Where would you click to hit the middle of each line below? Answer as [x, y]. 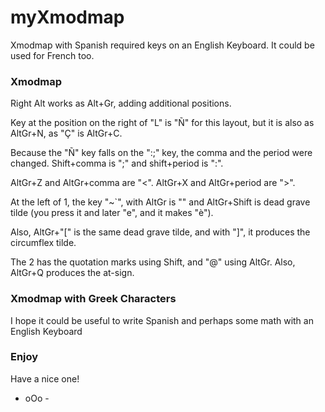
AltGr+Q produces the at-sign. [72, 273]
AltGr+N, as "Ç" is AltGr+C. [66, 133]
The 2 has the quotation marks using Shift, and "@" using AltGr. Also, [153, 262]
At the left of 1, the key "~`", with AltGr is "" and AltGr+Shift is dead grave [160, 202]
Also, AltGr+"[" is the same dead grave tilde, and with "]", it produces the [160, 232]
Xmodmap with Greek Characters [93, 299]
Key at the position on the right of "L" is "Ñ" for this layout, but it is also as [162, 123]
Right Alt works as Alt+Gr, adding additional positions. [121, 103]
